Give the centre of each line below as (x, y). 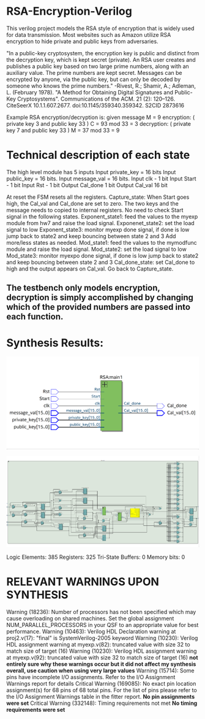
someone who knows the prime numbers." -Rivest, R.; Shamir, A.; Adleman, (101, 86)
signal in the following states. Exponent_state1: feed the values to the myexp (102, 217)
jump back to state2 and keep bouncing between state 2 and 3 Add (91, 236)
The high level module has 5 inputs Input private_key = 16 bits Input (91, 172)
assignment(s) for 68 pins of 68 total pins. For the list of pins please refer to (102, 690)
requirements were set (36, 709)
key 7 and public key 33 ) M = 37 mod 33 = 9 (63, 130)
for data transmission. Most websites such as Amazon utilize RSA (89, 34)
